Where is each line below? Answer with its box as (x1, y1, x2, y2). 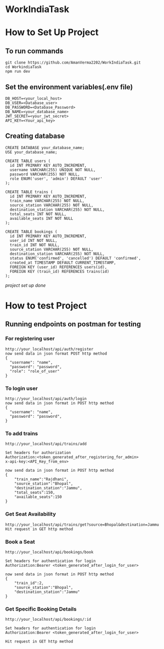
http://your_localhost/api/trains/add (5, 441, 87, 446)
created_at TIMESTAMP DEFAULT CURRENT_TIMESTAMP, (10, 260, 116, 265)
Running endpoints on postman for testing (5, 320, 141, 329)
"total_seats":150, (14, 490, 56, 495)
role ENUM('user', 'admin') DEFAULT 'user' (10, 176, 102, 181)
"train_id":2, (14, 580, 44, 585)
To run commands (5, 46, 64, 55)
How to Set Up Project (5, 27, 99, 38)
